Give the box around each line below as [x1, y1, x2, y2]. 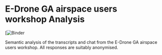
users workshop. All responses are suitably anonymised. [5, 44, 118, 50]
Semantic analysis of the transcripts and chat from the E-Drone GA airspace [5, 39, 158, 45]
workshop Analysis [5, 14, 85, 25]
